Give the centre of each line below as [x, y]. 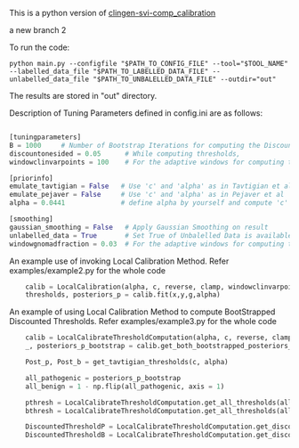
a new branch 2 [38, 30]
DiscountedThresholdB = [69, 436]
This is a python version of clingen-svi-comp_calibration [113, 13]
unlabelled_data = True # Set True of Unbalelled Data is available [151, 235]
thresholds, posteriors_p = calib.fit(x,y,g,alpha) [123, 295]
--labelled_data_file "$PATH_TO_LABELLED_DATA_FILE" [109, 71]
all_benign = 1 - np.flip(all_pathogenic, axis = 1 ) [125, 387]
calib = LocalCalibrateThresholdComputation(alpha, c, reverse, [147, 338]
